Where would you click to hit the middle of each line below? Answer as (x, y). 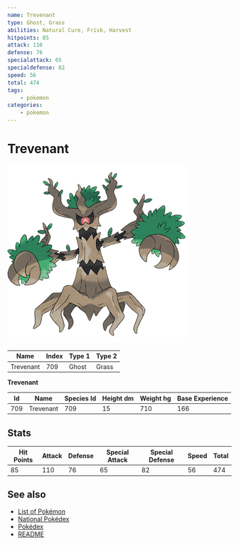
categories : (25, 105)
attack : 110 (25, 45)
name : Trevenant (31, 15)
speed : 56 (22, 75)
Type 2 (106, 356)
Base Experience (203, 398)
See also (27, 494)
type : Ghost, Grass (36, 22)
